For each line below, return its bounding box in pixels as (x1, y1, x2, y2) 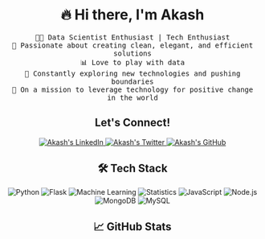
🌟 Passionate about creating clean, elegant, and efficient (11, 40, 254, 50)
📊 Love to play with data (80, 58, 185, 67)
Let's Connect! (95, 116, 170, 130)
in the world (107, 93, 158, 102)
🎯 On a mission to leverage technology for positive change (11, 84, 254, 94)
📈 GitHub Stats (93, 220, 172, 233)
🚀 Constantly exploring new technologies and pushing (24, 68, 241, 78)
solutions (113, 48, 152, 58)
